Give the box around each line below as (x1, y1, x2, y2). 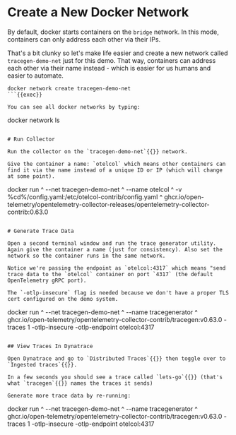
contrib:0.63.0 (7, 208, 49, 216)
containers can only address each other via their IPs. (7, 35, 161, 43)
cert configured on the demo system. (7, 295, 119, 302)
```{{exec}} (7, 91, 42, 98)
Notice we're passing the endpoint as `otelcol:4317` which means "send (7, 264, 226, 272)
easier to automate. (7, 71, 64, 80)
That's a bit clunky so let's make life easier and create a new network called (7, 49, 228, 57)
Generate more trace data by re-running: (7, 392, 131, 399)
